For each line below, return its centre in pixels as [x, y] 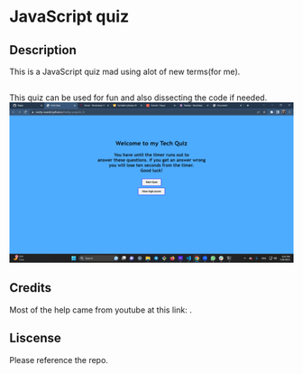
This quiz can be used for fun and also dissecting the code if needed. [138, 98]
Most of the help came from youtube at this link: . [101, 310]
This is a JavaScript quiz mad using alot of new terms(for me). [125, 71]
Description [43, 50]
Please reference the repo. [59, 360]
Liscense [35, 338]
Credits [31, 288]
